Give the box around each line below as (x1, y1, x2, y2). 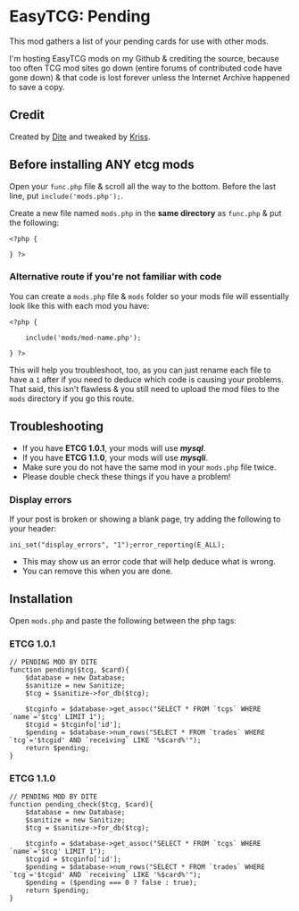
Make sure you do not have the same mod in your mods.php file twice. (21, 462, 277, 472)
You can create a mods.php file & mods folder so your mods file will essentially (9, 290, 290, 301)
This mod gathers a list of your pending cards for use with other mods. (9, 36, 270, 46)
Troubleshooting (9, 419, 104, 434)
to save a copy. (9, 81, 65, 92)
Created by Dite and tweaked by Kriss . (9, 131, 151, 142)
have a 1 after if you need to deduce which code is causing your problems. (9, 373, 284, 385)
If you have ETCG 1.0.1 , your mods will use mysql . (21, 442, 206, 453)
